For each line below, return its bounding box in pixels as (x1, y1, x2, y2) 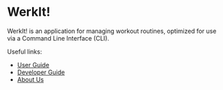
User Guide (16, 60, 49, 69)
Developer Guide (16, 68, 65, 76)
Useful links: (7, 47, 43, 56)
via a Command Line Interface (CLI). (7, 34, 110, 42)
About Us (16, 75, 45, 83)
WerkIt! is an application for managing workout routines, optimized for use (7, 27, 217, 35)
